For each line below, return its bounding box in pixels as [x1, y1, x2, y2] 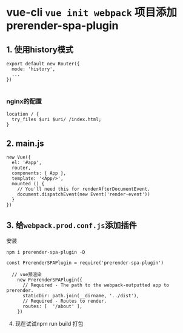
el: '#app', [12, 160, 42, 166]
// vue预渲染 [12, 271, 42, 277]
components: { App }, [12, 170, 67, 176]
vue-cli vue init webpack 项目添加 [6, 5, 178, 19]
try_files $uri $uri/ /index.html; [12, 116, 102, 123]
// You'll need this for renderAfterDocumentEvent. [17, 186, 150, 193]
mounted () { [12, 181, 45, 187]
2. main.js [6, 138, 44, 148]
